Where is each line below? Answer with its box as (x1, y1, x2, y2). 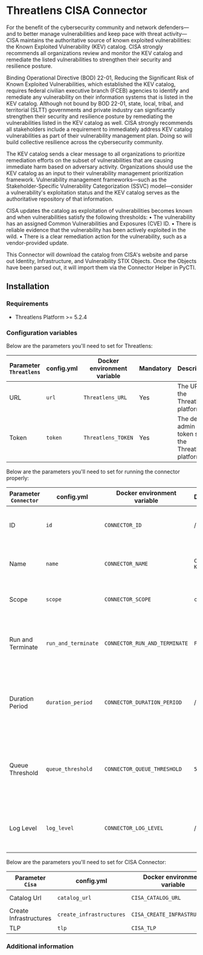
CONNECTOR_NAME (105, 560, 148, 567)
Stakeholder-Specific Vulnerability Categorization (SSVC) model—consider (6, 182, 193, 190)
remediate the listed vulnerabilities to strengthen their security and (6, 56, 172, 63)
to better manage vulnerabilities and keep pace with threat (17, 30, 163, 37)
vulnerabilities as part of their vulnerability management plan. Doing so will (6, 131, 192, 139)
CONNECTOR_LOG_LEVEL (105, 825, 164, 831)
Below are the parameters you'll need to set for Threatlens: (6, 342, 153, 349)
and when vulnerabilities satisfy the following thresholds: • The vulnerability (6, 213, 195, 221)
